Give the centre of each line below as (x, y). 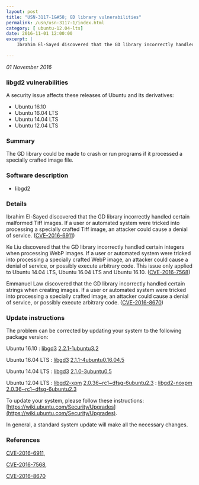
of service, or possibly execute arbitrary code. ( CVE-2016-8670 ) (85, 302)
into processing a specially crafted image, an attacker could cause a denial (97, 296)
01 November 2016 (29, 67)
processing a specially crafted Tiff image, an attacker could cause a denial (97, 229)
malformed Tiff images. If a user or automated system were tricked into (93, 223)
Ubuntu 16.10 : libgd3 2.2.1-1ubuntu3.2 (52, 349)
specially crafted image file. (40, 160)
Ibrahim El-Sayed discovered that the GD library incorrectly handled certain (98, 216)
